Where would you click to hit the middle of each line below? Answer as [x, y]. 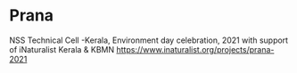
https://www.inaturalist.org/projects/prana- [195, 49]
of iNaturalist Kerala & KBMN [62, 49]
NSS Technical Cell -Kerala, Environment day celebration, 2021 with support [148, 40]
